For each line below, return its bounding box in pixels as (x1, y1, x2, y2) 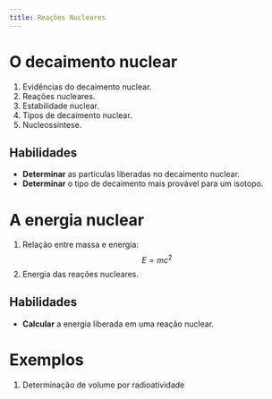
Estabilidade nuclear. (21, 100, 100, 111)
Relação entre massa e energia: (21, 239, 139, 250)
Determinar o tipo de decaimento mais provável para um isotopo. (21, 178, 264, 189)
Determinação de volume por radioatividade (21, 379, 185, 390)
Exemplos (9, 350, 85, 369)
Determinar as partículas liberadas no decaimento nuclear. (21, 169, 240, 180)
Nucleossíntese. (21, 119, 82, 130)
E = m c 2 (141, 253, 173, 265)
